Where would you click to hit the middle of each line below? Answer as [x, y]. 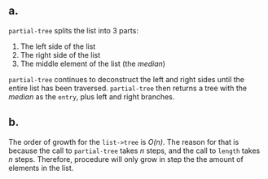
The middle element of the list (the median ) [92, 63]
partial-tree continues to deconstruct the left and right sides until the [126, 79]
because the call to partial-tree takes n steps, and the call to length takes [134, 151]
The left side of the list [58, 46]
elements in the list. [41, 168]
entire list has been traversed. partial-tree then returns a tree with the [127, 88]
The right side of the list [60, 55]
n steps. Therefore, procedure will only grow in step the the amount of [126, 159]
